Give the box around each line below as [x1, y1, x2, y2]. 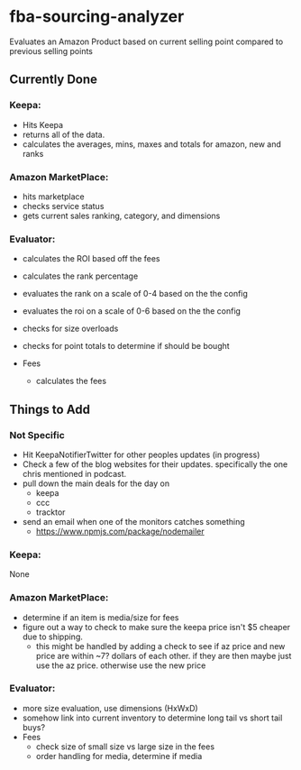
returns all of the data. [22, 129, 105, 140]
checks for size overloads [22, 323, 119, 335]
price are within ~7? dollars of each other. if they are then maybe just [35, 650, 292, 661]
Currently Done [9, 72, 97, 87]
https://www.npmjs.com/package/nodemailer [35, 526, 205, 536]
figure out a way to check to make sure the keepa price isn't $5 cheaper [22, 621, 291, 632]
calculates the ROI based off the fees [22, 253, 160, 264]
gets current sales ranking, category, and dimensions [22, 210, 221, 221]
